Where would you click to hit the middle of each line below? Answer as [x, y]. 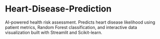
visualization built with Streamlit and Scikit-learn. [54, 32]
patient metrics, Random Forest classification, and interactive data [71, 27]
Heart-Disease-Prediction [58, 9]
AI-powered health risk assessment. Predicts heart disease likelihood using [80, 22]
